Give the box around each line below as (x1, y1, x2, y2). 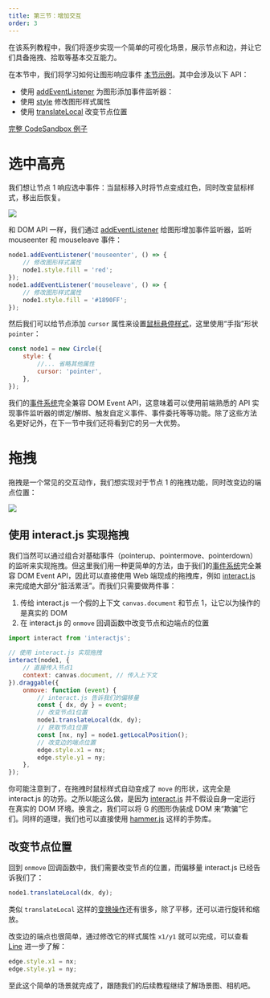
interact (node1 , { (8, 656, 70, 665)
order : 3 (8, 19, 38, 27)
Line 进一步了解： (8, 941, 67, 951)
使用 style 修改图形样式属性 (19, 96, 111, 106)
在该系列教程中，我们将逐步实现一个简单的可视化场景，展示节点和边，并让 (8, 42, 255, 52)
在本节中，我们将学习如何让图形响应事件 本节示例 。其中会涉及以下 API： (8, 69, 249, 79)
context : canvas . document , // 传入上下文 (22, 671, 157, 679)
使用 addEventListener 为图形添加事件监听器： (19, 86, 174, 96)
